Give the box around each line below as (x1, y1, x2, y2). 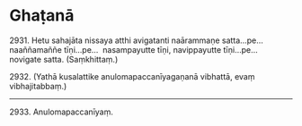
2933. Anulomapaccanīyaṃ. (9, 106, 114, 117)
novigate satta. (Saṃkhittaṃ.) (9, 54, 119, 64)
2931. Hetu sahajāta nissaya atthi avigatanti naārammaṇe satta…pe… (9, 35, 263, 46)
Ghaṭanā (9, 5, 75, 26)
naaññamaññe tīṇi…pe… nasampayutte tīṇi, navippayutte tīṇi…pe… (9, 44, 258, 55)
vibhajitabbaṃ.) (9, 80, 67, 91)
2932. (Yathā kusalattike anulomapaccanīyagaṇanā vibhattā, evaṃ (9, 71, 255, 81)
